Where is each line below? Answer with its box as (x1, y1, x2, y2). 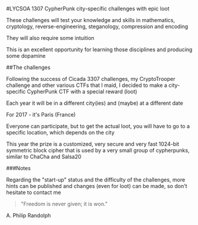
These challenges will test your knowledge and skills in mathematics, (6, 17, 175, 23)
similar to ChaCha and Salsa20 (6, 153, 81, 160)
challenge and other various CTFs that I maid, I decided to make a (6, 82, 168, 89)
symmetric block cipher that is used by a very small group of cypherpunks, (6, 147, 190, 154)
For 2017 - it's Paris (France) (6, 111, 76, 118)
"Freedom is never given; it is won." (20, 201, 108, 207)
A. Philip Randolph (6, 212, 51, 219)
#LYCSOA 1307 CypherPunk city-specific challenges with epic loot (6, 5, 169, 12)
